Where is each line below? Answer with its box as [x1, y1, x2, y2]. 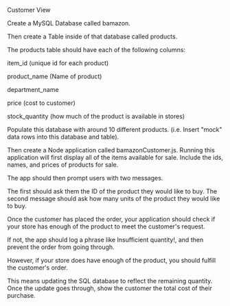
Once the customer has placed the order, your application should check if [7, 215, 216, 223]
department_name [7, 86, 60, 93]
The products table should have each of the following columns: [7, 46, 186, 54]
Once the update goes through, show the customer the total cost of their [7, 284, 213, 292]
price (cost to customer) [7, 99, 76, 107]
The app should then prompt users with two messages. [7, 174, 163, 182]
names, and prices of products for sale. [7, 161, 119, 169]
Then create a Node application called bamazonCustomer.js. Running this [7, 146, 215, 154]
